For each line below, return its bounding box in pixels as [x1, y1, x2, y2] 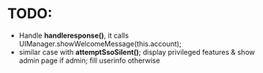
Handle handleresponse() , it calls [18, 31, 130, 40]
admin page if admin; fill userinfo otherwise [18, 56, 160, 65]
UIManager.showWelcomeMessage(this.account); [18, 38, 182, 48]
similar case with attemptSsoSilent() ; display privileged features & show [18, 47, 255, 57]
